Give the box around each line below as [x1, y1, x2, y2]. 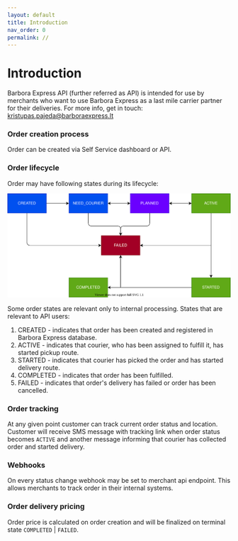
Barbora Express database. [17, 333, 97, 341]
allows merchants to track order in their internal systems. [7, 483, 174, 493]
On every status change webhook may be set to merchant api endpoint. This [7, 476, 231, 485]
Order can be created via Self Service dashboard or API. [7, 146, 172, 154]
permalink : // [7, 34, 50, 41]
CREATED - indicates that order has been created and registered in [17, 325, 214, 334]
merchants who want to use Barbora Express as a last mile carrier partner [7, 97, 222, 105]
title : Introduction [7, 18, 69, 26]
